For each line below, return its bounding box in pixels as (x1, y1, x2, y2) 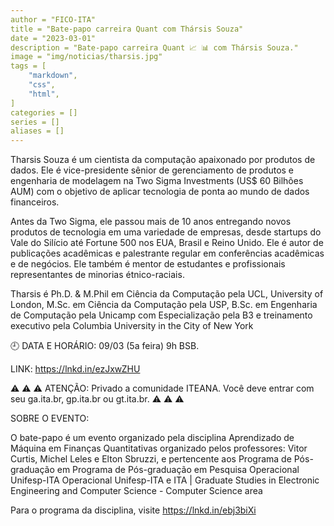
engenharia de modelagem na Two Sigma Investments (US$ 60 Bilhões (10, 175, 304, 187)
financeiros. (10, 196, 60, 208)
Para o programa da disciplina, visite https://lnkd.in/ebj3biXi (10, 504, 257, 516)
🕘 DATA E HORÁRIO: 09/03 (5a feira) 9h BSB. (10, 340, 200, 352)
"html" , (28, 89, 60, 99)
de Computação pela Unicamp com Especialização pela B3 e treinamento (10, 309, 313, 321)
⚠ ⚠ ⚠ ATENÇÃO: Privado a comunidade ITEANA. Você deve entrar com (10, 382, 315, 395)
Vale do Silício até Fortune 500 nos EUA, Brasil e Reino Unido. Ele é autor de (10, 237, 324, 249)
